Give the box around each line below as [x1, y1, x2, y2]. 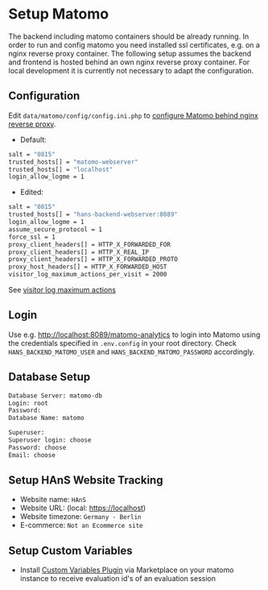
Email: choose [8, 451, 56, 459]
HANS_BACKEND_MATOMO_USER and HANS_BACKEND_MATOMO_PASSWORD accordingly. [8, 347, 255, 356]
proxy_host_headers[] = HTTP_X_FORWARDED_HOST [8, 263, 167, 271]
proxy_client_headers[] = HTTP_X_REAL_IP [8, 247, 150, 256]
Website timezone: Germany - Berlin [19, 512, 142, 521]
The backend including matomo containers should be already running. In [8, 31, 249, 41]
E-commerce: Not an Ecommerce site [19, 521, 143, 530]
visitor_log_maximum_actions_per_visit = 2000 [8, 271, 167, 279]
